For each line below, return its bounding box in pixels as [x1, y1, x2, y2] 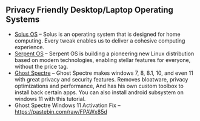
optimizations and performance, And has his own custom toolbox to [14, 82, 184, 89]
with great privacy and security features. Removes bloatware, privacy [14, 75, 188, 83]
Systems [5, 15, 40, 25]
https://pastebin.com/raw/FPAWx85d [14, 108, 107, 115]
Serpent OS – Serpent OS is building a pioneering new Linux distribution [14, 50, 195, 57]
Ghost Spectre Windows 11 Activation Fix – [14, 102, 121, 109]
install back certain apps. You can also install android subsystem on [14, 88, 184, 96]
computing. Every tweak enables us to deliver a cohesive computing [14, 36, 185, 44]
